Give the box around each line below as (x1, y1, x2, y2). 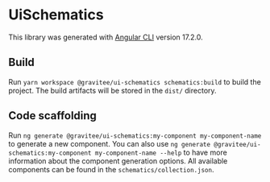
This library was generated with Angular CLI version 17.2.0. (8, 32, 203, 42)
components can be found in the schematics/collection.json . (8, 164, 214, 174)
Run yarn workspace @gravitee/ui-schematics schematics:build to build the (8, 77, 262, 86)
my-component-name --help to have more (94, 147, 227, 157)
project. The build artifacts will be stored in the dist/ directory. (8, 85, 217, 95)
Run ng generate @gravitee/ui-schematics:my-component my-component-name (8, 130, 262, 140)
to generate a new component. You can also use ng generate (8, 139, 211, 148)
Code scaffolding (8, 109, 97, 122)
